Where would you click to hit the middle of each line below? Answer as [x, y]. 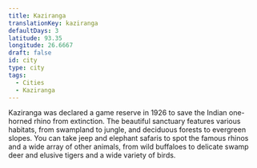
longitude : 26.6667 [41, 46]
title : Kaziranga [37, 16]
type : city [26, 68]
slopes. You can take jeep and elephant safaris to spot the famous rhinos [128, 138]
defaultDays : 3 [34, 30]
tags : [17, 75]
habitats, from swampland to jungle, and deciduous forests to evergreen [127, 130]
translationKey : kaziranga [53, 23]
